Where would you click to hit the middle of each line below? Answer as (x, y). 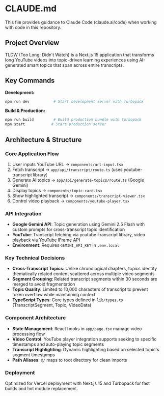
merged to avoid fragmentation (43, 284)
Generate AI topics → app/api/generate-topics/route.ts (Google (78, 180)
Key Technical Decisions (35, 258)
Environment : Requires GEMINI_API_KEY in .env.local (66, 245)
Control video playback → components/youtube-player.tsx (71, 201)
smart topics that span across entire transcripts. (75, 65)
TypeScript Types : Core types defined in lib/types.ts (68, 300)
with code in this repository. (33, 27)
